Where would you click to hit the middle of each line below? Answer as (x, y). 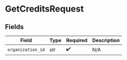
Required (77, 40)
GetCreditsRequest (44, 9)
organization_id (26, 50)
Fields (15, 27)
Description (106, 40)
